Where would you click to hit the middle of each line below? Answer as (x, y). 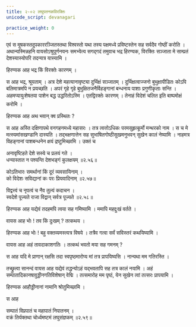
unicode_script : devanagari (41, 17)
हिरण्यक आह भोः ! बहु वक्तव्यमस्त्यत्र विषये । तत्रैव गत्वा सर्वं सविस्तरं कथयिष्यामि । (82, 233)
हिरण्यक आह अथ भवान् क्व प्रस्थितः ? (40, 116)
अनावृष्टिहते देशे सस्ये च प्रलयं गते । (39, 153)
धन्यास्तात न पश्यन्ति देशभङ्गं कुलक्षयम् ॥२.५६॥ (52, 160)
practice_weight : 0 (30, 28)
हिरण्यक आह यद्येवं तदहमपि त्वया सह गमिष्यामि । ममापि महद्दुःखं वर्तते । (71, 209)
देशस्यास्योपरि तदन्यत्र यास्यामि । (37, 58)
